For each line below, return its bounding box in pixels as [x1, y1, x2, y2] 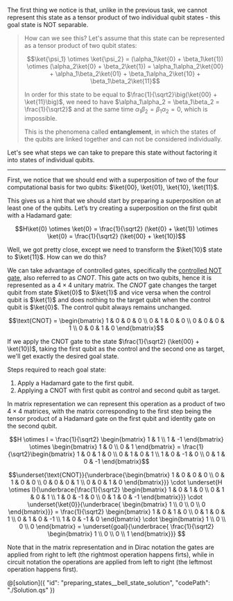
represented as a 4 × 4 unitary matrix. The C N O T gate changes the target [7, 281, 217, 289]
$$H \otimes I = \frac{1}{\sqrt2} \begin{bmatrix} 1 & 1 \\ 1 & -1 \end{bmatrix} [9, 435, 224, 443]
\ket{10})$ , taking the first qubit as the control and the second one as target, [7, 345, 225, 353]
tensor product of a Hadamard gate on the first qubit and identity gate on [7, 414, 216, 422]
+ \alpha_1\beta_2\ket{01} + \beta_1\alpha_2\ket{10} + [49, 69, 201, 78]
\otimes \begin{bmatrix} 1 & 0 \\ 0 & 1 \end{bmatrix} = [28, 442, 182, 451]
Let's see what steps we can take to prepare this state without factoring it [7, 148, 217, 157]
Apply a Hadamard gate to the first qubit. [17, 378, 134, 387]
